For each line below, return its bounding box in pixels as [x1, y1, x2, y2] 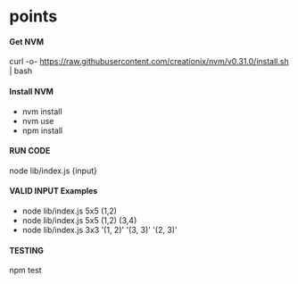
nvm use [21, 115, 54, 126]
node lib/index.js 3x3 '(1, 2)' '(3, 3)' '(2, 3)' [21, 225, 178, 235]
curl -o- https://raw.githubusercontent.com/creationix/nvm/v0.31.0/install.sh [9, 56, 289, 67]
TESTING [9, 245, 45, 255]
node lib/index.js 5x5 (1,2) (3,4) [21, 215, 137, 225]
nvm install [21, 105, 62, 117]
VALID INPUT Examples [9, 186, 98, 196]
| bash [9, 65, 33, 77]
